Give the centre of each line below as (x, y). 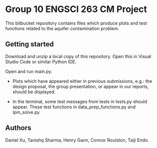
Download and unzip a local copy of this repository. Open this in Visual (78, 56)
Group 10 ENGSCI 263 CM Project (76, 9)
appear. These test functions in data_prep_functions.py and (74, 107)
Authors (18, 128)
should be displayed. (34, 92)
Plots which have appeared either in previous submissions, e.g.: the (82, 81)
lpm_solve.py (26, 112)
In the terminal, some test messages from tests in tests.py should (80, 101)
